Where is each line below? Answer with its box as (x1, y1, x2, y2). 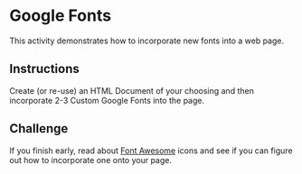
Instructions (9, 61, 80, 77)
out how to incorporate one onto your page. (9, 154, 172, 165)
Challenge (9, 121, 69, 136)
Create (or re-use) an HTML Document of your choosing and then (9, 85, 255, 96)
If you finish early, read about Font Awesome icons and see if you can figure (9, 145, 293, 156)
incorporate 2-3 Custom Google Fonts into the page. (9, 95, 205, 105)
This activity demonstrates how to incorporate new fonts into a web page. (9, 35, 285, 46)
